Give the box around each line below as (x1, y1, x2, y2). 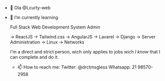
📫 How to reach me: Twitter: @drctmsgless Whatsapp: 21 (17, 64, 136, 70)
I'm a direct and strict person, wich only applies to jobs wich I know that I (9, 49, 160, 54)
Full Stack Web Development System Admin (9, 24, 100, 30)
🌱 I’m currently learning (9, 14, 58, 20)
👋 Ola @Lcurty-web (9, 5, 51, 10)
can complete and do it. (9, 54, 59, 60)
